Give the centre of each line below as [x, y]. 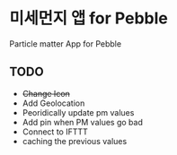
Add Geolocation [53, 103]
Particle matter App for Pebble [66, 43]
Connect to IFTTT [55, 132]
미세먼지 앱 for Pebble [88, 18]
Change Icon [46, 93]
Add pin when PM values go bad [83, 122]
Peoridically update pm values [78, 112]
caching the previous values [75, 141]
